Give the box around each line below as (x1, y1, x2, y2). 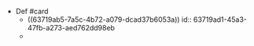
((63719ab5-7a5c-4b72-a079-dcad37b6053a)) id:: (27, 15, 192, 24)
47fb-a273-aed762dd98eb (27, 23, 116, 32)
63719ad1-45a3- (193, 15, 248, 24)
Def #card (15, 7, 49, 16)
